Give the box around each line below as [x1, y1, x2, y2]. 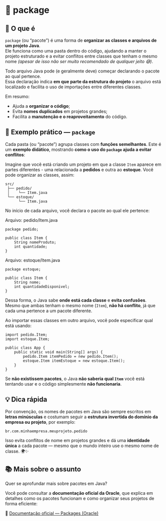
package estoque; [5, 266, 41, 272]
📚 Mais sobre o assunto [5, 465, 81, 473]
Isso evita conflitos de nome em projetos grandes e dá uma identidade [5, 437, 150, 443]
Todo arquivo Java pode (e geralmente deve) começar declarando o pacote [5, 68, 160, 74]
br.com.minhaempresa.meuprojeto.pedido [5, 429, 88, 434]
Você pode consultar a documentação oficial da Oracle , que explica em [5, 490, 153, 496]
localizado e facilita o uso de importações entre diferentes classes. [5, 84, 142, 90]
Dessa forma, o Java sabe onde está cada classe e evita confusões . [5, 297, 147, 303]
